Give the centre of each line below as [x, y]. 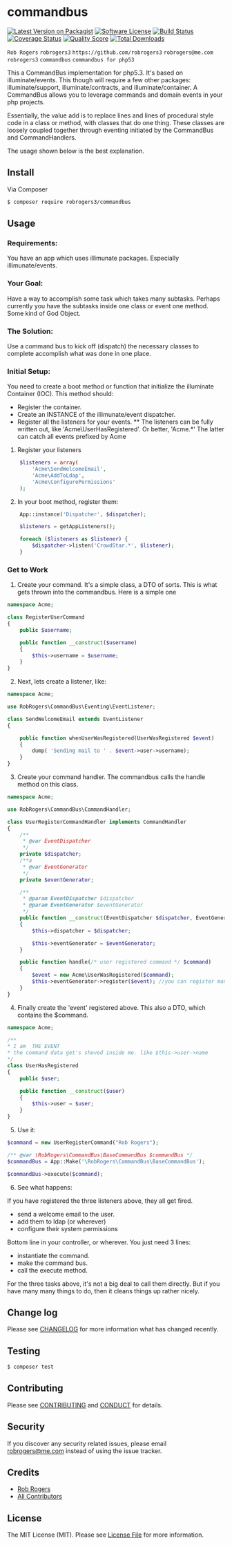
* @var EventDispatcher [57, 841]
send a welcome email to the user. [66, 1214]
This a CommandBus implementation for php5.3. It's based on [95, 73]
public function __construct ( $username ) [78, 643]
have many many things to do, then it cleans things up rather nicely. [104, 1291]
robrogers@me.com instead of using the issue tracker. [85, 1451]
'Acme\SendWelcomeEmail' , [69, 469]
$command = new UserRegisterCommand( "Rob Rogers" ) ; [83, 1143]
